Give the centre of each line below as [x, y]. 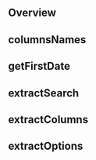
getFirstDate [39, 66]
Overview [32, 13]
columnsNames [47, 40]
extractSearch [44, 93]
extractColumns [48, 120]
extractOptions [46, 146]
